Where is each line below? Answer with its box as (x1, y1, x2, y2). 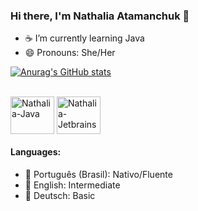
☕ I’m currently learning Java (24, 32, 145, 44)
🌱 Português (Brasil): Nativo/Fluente (24, 168, 173, 180)
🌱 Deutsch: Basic (24, 189, 96, 201)
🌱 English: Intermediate (24, 179, 121, 191)
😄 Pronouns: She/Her (24, 47, 116, 59)
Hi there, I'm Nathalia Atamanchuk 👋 (10, 9, 190, 23)
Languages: (10, 145, 62, 158)
